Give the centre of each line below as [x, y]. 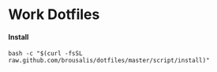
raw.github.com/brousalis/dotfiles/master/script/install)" [109, 61]
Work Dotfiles [54, 15]
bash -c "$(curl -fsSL [45, 54]
